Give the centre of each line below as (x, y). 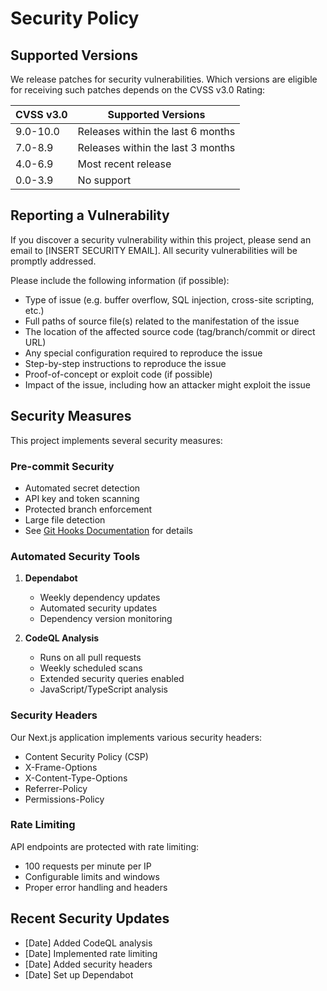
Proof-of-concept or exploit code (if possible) (118, 374)
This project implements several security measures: (116, 440)
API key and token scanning (82, 498)
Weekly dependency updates (100, 598)
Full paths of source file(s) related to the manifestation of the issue (162, 321)
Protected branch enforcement (88, 509)
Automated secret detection (82, 488)
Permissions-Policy (64, 799)
